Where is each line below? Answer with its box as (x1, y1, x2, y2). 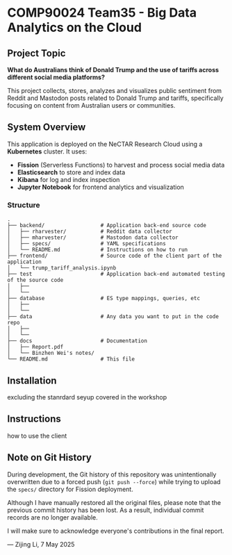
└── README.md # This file (7, 356, 135, 363)
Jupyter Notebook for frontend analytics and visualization (17, 183, 184, 191)
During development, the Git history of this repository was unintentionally (7, 470, 217, 479)
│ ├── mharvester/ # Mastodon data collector (7, 234, 179, 241)
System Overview (7, 122, 86, 133)
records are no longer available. (7, 513, 99, 522)
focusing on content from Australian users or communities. (7, 101, 176, 109)
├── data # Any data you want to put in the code (7, 313, 219, 320)
